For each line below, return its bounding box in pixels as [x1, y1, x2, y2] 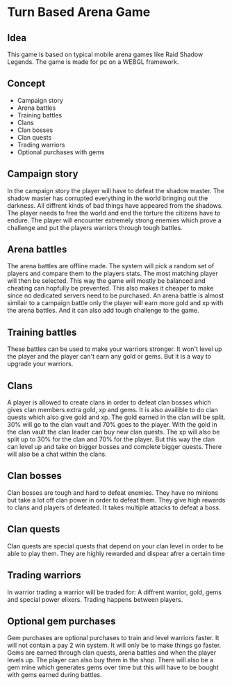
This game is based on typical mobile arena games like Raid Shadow [7, 50, 204, 58]
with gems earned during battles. [7, 671, 102, 679]
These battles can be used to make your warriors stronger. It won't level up [7, 345, 222, 353]
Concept [7, 78, 46, 90]
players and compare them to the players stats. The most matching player [7, 269, 219, 278]
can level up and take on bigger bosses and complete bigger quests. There [7, 443, 222, 451]
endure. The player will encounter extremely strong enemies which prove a [7, 216, 222, 224]
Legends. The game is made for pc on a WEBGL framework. [7, 58, 179, 66]
